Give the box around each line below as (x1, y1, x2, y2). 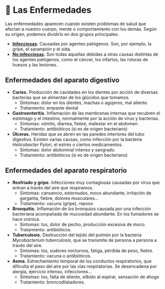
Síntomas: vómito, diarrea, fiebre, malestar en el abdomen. (19, 120, 139, 126)
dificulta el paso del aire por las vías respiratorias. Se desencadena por (12, 263, 157, 269)
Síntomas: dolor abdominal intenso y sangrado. (19, 146, 116, 152)
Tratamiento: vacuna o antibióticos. (19, 253, 91, 258)
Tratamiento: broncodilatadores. (19, 279, 85, 285)
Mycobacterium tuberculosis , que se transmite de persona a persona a (12, 237, 157, 243)
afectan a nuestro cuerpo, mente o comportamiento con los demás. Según (5, 26, 157, 32)
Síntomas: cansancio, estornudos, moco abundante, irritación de (19, 190, 152, 196)
